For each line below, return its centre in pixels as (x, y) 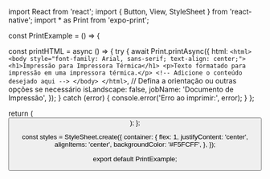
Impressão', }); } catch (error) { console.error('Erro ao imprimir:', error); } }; (131, 98)
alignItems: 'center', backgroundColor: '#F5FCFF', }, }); (135, 145)
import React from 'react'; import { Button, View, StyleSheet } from (118, 12)
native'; (21, 20)
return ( (21, 113)
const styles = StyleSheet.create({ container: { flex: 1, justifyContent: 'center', (135, 137)
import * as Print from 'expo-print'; (92, 20)
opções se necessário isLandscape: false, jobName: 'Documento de (121, 89)
